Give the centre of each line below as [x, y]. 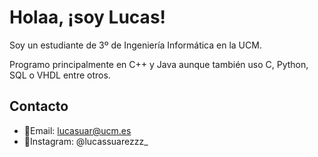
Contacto [39, 106]
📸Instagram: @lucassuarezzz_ [86, 141]
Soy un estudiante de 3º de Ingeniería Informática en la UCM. [135, 45]
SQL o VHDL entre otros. [60, 75]
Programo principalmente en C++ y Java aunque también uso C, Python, [159, 64]
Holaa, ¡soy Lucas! [88, 17]
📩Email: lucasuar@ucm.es [77, 130]
